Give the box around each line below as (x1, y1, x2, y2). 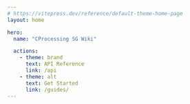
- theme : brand (19, 54, 63, 61)
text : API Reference (25, 61, 85, 67)
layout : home (7, 17, 45, 23)
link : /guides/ (25, 86, 70, 93)
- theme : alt (19, 73, 57, 80)
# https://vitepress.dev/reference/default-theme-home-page (7, 10, 184, 17)
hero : (7, 29, 23, 36)
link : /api (25, 67, 57, 74)
